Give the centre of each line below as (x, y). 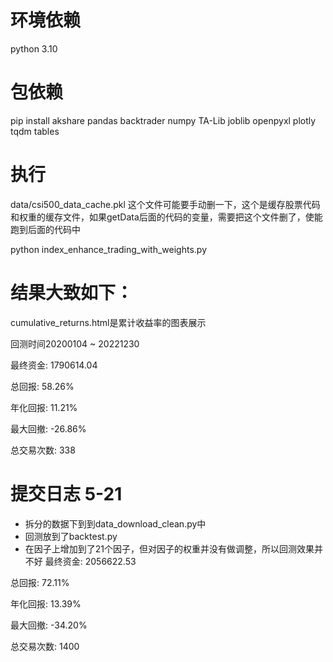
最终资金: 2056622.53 (90, 561)
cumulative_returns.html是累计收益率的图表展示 (108, 322)
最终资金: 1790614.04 (54, 365)
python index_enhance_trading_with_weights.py (108, 249)
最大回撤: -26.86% (48, 428)
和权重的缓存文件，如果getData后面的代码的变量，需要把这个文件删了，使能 (166, 217)
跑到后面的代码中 (45, 229)
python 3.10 (34, 48)
